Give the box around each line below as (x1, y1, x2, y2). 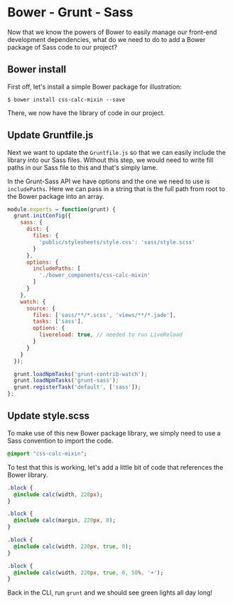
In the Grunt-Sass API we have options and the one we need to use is (7, 177, 210, 185)
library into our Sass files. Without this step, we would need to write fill (7, 156, 214, 164)
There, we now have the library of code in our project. (7, 108, 166, 117)
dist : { (26, 225, 50, 233)
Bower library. (7, 470, 48, 479)
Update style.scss (7, 410, 90, 422)
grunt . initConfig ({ (13, 212, 72, 220)
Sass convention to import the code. (7, 436, 114, 445)
